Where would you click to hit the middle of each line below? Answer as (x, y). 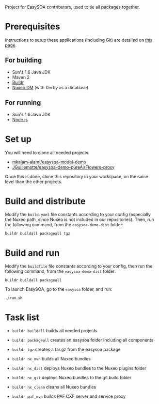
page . (11, 45)
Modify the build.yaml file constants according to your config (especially (78, 215)
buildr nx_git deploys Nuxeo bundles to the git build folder (72, 378)
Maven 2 (21, 77)
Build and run (32, 253)
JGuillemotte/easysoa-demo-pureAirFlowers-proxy (63, 167)
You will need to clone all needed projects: (47, 153)
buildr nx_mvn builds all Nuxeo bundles (51, 359)
